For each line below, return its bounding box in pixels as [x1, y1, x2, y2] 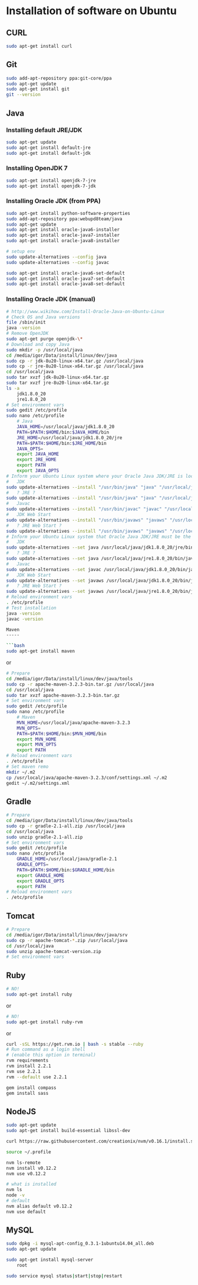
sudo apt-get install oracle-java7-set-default [6, 276, 126, 282]
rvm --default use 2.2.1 [6, 1074, 67, 1080]
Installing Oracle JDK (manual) [6, 295, 96, 304]
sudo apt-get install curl [6, 43, 72, 49]
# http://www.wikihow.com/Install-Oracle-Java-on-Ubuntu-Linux [6, 308, 165, 314]
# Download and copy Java [6, 341, 70, 347]
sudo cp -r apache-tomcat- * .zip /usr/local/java [6, 937, 128, 943]
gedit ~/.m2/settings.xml [6, 780, 70, 786]
